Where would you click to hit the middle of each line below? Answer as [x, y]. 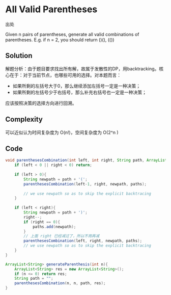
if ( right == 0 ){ [42, 222]
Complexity [24, 119]
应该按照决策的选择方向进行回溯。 [41, 103]
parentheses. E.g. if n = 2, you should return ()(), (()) [60, 40]
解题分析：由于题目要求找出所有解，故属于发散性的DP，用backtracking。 [82, 69]
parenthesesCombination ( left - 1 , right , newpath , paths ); [85, 184]
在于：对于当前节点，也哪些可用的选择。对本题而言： [65, 75]
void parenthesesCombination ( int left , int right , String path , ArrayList [86, 160]
